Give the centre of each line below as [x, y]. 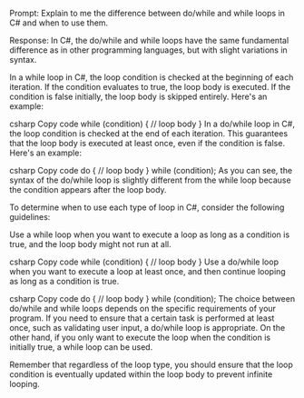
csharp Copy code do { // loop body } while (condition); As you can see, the [151, 170]
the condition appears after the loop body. [88, 189]
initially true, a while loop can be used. [81, 347]
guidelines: [30, 217]
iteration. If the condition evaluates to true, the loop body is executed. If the [150, 87]
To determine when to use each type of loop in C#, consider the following [147, 207]
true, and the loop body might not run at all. [90, 244]
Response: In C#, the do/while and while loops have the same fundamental [149, 40]
